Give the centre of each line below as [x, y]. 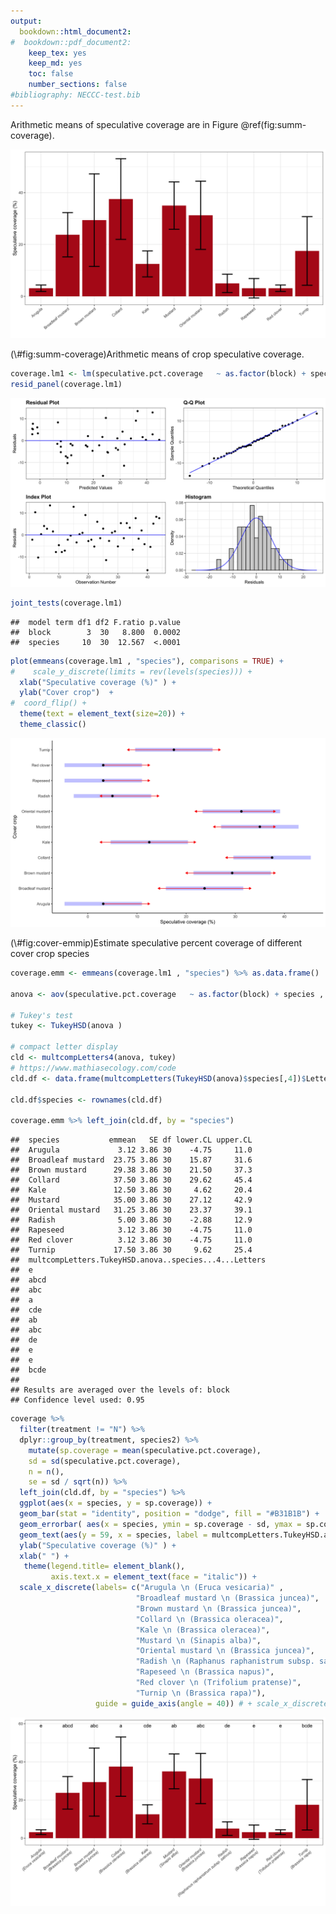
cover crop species [50, 954]
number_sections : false [78, 85]
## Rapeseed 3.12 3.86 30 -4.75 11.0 [131, 1230]
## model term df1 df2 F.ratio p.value [96, 622]
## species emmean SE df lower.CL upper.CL [131, 1140]
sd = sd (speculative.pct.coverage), [105, 1461]
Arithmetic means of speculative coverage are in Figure [124, 124]
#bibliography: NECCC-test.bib [75, 95]
